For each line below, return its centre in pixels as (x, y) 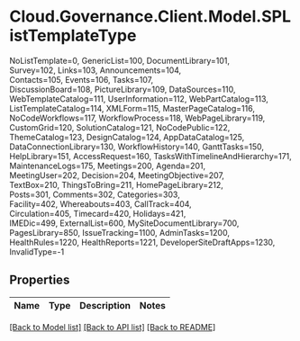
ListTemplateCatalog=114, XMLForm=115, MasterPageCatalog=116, (132, 108)
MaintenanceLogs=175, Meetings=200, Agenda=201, (108, 166)
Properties (40, 280)
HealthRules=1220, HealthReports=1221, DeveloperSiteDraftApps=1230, (142, 242)
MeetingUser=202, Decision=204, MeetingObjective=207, (117, 175)
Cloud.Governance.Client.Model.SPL (150, 17)
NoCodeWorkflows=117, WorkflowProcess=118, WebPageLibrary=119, (137, 118)
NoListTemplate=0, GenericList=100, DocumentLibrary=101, (119, 60)
